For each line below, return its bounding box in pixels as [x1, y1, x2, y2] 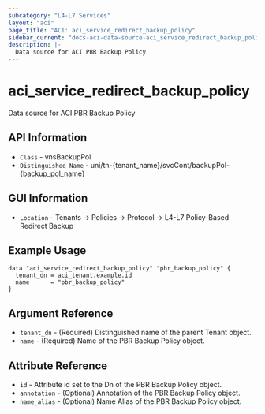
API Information [8, 131, 88, 144]
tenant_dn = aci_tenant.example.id [15, 271, 132, 280]
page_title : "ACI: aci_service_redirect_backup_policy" [8, 26, 196, 34]
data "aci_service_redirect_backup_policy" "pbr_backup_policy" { [8, 265, 231, 273]
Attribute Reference [8, 359, 108, 372]
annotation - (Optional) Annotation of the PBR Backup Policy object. [19, 388, 241, 397]
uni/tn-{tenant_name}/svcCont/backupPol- [90, 160, 230, 170]
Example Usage [8, 244, 87, 257]
